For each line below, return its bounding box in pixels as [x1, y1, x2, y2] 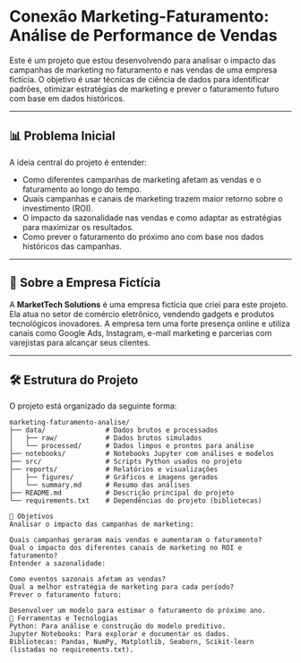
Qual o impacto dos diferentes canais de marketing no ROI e [9, 544, 243, 553]
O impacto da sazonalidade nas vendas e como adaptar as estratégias [21, 212, 282, 223]
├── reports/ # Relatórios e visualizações [9, 465, 219, 474]
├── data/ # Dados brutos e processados [9, 426, 219, 435]
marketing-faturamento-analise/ [9, 418, 130, 427]
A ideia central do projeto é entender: [9, 157, 148, 168]
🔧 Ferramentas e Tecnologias [9, 614, 118, 624]
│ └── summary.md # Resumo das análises [9, 481, 191, 490]
